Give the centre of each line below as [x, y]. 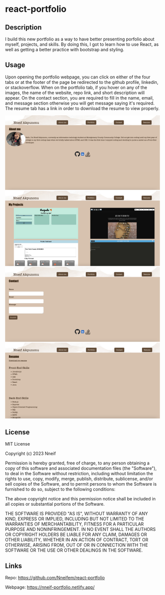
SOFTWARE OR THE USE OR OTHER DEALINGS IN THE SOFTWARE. [74, 550]
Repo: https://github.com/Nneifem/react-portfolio [55, 578]
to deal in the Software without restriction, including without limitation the [79, 474]
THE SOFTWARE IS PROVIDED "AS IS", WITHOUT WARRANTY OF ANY [77, 514]
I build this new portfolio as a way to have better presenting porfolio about [80, 39]
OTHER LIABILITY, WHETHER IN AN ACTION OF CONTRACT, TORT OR [77, 540]
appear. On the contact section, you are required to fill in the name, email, [79, 98]
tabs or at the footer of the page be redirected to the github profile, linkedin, [82, 82]
